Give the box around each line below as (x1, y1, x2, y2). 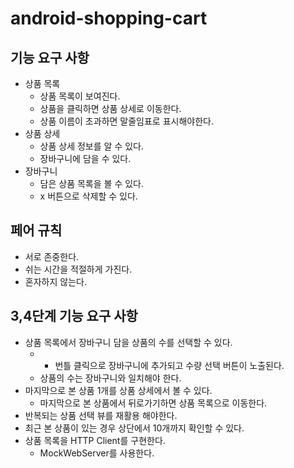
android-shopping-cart (10, 7, 208, 30)
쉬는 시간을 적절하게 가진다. (24, 263, 133, 275)
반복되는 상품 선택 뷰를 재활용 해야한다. (24, 409, 178, 421)
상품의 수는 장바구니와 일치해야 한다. (39, 372, 182, 384)
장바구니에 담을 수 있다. (39, 153, 132, 164)
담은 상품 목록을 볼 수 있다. (39, 178, 144, 189)
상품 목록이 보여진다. (39, 90, 121, 102)
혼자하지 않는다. (24, 275, 87, 287)
